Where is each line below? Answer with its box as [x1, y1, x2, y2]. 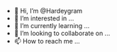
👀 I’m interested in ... [13, 14, 74, 22]
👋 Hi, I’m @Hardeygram [13, 7, 83, 15]
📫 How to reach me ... [13, 37, 80, 45]
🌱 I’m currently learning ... [13, 22, 90, 30]
